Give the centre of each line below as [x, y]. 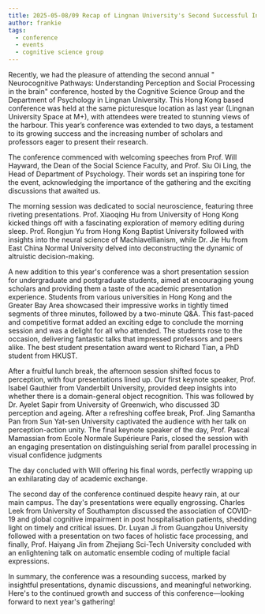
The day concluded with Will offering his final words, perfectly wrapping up [131, 470]
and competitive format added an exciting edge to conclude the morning [126, 322]
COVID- [239, 511]
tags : [17, 30]
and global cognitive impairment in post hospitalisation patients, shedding [137, 519]
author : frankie [35, 23]
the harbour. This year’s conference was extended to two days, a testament [131, 125]
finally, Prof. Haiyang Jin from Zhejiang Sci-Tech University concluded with [130, 544]
